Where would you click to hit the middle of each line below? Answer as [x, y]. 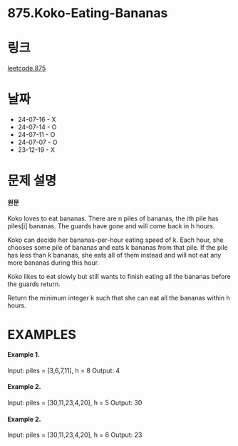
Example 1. [24, 355]
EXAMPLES [42, 334]
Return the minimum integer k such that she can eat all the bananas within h [119, 298]
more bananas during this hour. [53, 263]
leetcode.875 [27, 69]
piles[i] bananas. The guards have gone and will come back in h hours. [111, 226]
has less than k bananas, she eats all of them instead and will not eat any [114, 255]
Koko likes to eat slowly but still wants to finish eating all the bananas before [119, 277]
